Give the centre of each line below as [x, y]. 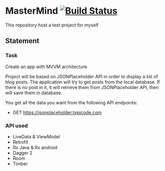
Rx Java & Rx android [35, 147]
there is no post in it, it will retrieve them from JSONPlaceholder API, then [82, 87]
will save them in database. [34, 93]
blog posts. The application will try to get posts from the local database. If [83, 82]
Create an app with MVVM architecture [46, 67]
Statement [22, 41]
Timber [20, 163]
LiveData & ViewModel [36, 136]
